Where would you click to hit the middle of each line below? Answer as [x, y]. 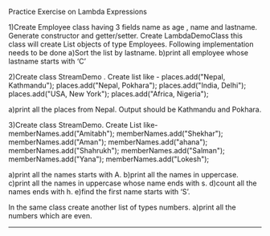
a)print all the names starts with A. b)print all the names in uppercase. [123, 175]
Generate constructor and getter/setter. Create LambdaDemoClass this [126, 36]
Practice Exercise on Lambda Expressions [78, 12]
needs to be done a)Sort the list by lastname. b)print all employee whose [129, 53]
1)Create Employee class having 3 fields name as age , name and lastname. [133, 27]
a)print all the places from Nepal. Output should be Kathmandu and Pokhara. [135, 109]
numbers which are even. [50, 216]
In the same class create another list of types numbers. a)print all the [122, 207]
